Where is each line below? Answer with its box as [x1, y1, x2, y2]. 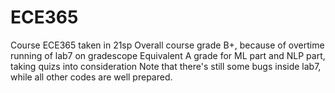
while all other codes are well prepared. [10, 71, 173, 83]
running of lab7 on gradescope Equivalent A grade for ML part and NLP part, [10, 49, 326, 61]
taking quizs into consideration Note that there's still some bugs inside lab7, [10, 60, 322, 72]
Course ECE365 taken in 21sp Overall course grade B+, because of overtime [10, 39, 325, 51]
